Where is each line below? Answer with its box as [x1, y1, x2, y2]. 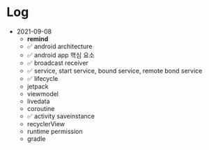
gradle [26, 134, 46, 143]
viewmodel [26, 89, 59, 98]
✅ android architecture [26, 42, 93, 50]
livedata [26, 97, 50, 105]
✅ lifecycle [26, 74, 59, 82]
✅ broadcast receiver [26, 59, 88, 67]
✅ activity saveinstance [26, 112, 95, 120]
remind [26, 34, 49, 43]
